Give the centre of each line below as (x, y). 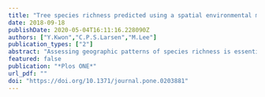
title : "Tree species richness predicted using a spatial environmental (130, 15)
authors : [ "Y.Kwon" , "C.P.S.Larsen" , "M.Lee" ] (82, 37)
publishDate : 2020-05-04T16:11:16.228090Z (79, 30)
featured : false (35, 59)
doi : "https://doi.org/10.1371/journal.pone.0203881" (99, 81)
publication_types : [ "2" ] (50, 45)
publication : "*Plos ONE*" (52, 66)
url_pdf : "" (28, 74)
